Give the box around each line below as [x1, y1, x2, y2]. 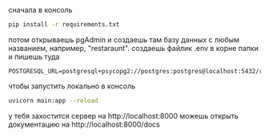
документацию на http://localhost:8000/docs [8, 119, 160, 129]
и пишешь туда [8, 52, 60, 61]
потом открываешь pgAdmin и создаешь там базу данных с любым [8, 34, 240, 45]
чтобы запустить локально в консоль [8, 81, 136, 91]
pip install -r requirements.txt [8, 21, 120, 29]
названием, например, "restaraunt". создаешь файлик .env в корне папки [8, 43, 259, 53]
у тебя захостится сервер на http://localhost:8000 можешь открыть [8, 111, 239, 120]
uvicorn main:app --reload [8, 96, 98, 104]
